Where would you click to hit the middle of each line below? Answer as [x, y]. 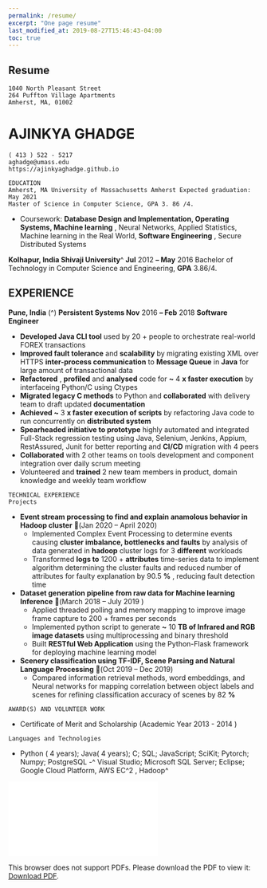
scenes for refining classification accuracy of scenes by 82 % [133, 694]
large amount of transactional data [76, 370]
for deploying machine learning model [94, 652]
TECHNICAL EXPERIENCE [44, 495]
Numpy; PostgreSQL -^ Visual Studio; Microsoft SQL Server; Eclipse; [132, 761]
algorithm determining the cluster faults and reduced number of [136, 568]
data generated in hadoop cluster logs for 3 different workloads [137, 550]
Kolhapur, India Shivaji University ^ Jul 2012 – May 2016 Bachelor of [121, 259]
